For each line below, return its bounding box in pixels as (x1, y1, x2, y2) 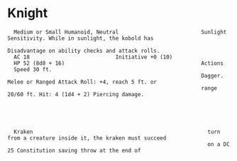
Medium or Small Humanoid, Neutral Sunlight (13, 28, 227, 36)
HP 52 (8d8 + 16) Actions (13, 59, 224, 67)
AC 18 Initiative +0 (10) (13, 53, 173, 61)
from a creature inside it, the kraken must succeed (7, 134, 167, 142)
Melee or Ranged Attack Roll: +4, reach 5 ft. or (7, 78, 158, 85)
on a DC (207, 140, 231, 147)
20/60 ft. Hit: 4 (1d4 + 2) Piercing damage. (7, 90, 144, 98)
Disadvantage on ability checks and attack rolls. (7, 47, 160, 54)
